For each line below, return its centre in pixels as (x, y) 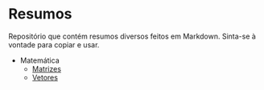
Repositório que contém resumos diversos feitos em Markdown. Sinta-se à (132, 36)
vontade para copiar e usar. (54, 44)
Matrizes (47, 68)
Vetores (45, 77)
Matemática (40, 60)
